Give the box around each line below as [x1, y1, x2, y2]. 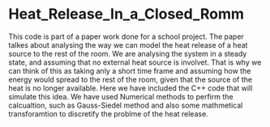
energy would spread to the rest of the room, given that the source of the [8, 74, 253, 84]
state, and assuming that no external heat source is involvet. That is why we [8, 57, 262, 67]
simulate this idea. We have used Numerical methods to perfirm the [8, 91, 234, 101]
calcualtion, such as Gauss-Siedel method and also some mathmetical [8, 100, 243, 110]
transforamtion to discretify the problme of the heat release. [8, 108, 208, 118]
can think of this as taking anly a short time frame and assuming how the [8, 66, 251, 75]
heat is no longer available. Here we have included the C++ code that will [8, 83, 253, 93]
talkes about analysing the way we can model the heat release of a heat [8, 40, 248, 49]
